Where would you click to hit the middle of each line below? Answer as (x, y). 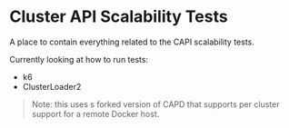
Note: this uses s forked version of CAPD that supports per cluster (155, 104)
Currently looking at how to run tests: (79, 59)
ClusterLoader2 (52, 86)
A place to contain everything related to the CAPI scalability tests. (132, 42)
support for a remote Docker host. (95, 113)
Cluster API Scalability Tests (119, 17)
